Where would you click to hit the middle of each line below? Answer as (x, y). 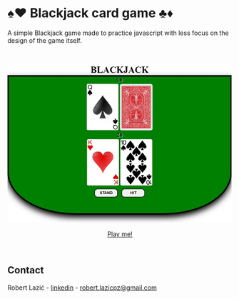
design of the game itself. (45, 40)
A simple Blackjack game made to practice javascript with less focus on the (118, 33)
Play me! (120, 234)
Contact (26, 270)
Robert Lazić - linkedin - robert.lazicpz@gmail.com (82, 288)
